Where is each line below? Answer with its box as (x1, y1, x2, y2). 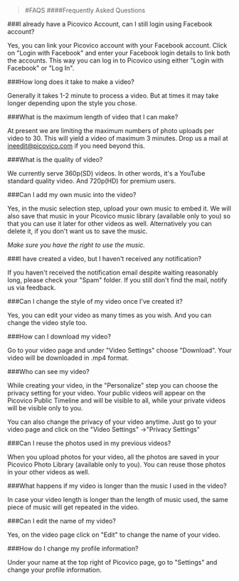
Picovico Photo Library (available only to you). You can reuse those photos (7, 460, 226, 469)
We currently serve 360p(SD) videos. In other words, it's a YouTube (7, 169, 206, 177)
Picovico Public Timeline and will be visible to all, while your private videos (7, 396, 226, 405)
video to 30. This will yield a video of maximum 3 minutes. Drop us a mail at (7, 134, 229, 142)
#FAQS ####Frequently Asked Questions (24, 6, 146, 14)
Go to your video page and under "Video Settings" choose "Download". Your (7, 346, 232, 354)
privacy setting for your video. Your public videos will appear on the (7, 389, 206, 397)
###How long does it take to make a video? (7, 78, 135, 86)
